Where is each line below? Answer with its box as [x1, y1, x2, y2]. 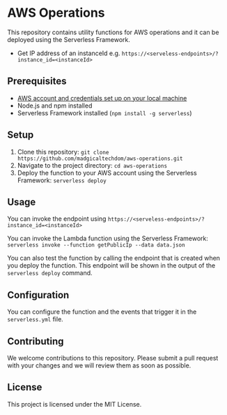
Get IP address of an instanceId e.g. [17, 49, 120, 57]
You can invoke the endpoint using [7, 214, 107, 223]
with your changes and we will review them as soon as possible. [7, 361, 191, 370]
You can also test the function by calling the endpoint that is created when [7, 254, 221, 263]
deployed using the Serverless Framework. [7, 35, 131, 43]
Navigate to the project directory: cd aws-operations [17, 161, 168, 169]
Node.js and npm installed [17, 101, 93, 110]
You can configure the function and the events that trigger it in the [7, 307, 197, 316]
